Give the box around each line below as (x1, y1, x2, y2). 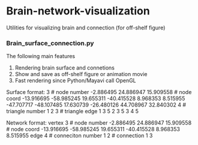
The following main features (6, 53, 76, 60)
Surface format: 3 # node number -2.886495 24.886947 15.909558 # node (6, 89, 192, 96)
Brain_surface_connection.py (6, 39, 94, 47)
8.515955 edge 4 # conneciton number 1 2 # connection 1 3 (6, 132, 153, 139)
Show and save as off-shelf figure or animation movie (14, 71, 148, 78)
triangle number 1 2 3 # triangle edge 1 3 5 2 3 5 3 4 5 (6, 108, 139, 115)
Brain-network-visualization (6, 4, 150, 18)
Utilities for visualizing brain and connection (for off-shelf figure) (6, 24, 166, 31)
